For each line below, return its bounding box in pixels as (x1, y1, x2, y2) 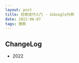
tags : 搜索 (5, 21, 26, 26)
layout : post (5, 7, 32, 12)
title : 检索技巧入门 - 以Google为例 (5, 12, 75, 17)
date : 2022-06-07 (5, 16, 41, 21)
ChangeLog (5, 39, 42, 48)
